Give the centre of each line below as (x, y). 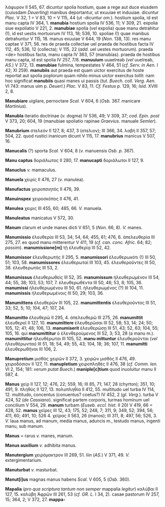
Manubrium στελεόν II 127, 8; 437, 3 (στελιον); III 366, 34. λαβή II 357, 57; (81, 130)
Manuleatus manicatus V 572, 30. (40, 218)
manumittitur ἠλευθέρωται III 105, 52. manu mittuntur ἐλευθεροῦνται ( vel (81, 338)
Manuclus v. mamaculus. (31, 170)
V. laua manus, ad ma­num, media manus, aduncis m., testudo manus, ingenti (83, 421)
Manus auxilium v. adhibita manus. (41, 445)
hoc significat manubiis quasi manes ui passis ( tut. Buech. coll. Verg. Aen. (81, 81)
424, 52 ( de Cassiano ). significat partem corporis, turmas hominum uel (77, 400)
